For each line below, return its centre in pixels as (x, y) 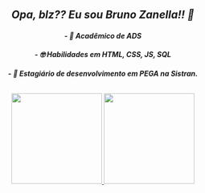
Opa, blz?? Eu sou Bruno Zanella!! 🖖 (103, 15)
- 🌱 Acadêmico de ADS (103, 36)
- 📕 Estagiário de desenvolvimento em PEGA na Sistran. (103, 73)
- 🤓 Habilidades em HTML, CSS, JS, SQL (103, 54)
